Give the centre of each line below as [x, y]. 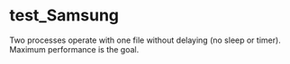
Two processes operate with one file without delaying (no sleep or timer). [145, 40]
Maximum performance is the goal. [74, 49]
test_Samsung [64, 16]
